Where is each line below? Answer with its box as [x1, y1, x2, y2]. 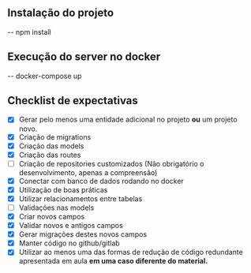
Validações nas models [18, 203, 95, 212]
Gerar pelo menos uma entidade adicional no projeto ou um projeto [18, 114, 238, 125]
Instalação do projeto [7, 6, 114, 20]
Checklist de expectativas [7, 94, 139, 107]
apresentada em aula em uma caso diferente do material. [18, 256, 208, 266]
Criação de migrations [18, 132, 92, 141]
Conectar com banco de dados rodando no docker [18, 176, 185, 185]
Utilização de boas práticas [18, 185, 108, 194]
